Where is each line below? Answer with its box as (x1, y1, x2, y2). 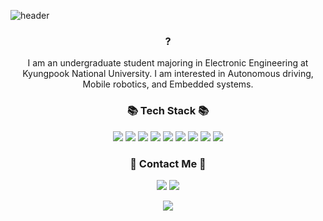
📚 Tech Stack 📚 (126, 104, 210, 118)
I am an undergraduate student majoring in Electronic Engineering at (27, 57, 309, 69)
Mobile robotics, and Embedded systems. (82, 78, 254, 90)
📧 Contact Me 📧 (129, 156, 207, 170)
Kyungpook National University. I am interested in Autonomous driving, (22, 68, 314, 80)
